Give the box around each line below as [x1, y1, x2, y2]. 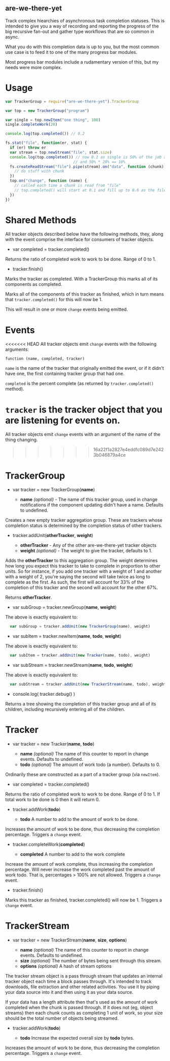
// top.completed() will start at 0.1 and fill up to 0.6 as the [14, 188, 155, 193]
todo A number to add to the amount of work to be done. [20, 816, 139, 822]
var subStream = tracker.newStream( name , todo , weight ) [12, 662, 133, 668]
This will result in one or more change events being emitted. [5, 306, 128, 312]
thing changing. [5, 437, 38, 443]
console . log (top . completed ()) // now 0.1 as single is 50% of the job [10, 155, 162, 160]
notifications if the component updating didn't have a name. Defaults [20, 502, 163, 508]
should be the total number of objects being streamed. [5, 1015, 119, 1021]
